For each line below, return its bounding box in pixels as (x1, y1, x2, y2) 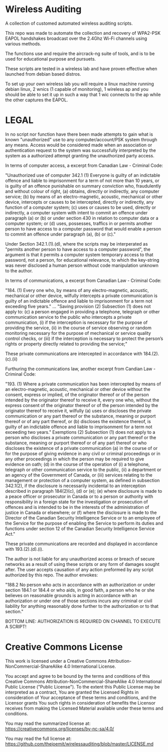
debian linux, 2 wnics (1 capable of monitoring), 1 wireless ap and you (5, 86, 149, 92)
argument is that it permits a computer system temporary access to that (5, 251, 154, 258)
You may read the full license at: (5, 735, 72, 741)
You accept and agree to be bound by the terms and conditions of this (5, 673, 150, 679)
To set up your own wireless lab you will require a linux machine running (5, 81, 154, 87)
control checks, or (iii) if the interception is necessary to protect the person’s (5, 335, 163, 341)
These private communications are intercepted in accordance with (5, 351, 142, 357)
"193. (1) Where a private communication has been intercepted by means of (5, 381, 161, 387)
